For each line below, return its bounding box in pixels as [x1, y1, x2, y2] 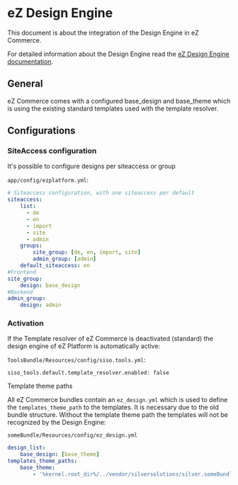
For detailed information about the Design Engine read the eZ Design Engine [7, 50, 229, 58]
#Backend [7, 289, 33, 296]
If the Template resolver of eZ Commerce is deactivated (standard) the [7, 335, 214, 343]
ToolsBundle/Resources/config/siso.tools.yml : [7, 356, 146, 364]
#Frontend [7, 268, 37, 276]
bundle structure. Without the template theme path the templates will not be [7, 411, 228, 419]
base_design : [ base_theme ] [20, 451, 100, 458]
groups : [20, 242, 42, 250]
